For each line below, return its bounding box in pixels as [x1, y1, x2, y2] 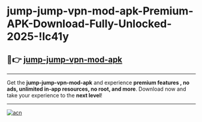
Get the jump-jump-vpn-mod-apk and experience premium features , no [7, 79, 190, 86]
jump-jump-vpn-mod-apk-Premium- [7, 4, 194, 18]
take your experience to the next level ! [7, 92, 102, 99]
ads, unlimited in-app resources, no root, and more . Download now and [7, 85, 186, 93]
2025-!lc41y [7, 30, 70, 43]
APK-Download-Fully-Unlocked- [7, 17, 172, 31]
